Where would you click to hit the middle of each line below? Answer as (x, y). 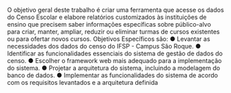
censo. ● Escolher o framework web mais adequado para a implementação (114, 61)
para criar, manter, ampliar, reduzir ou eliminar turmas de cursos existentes (113, 31)
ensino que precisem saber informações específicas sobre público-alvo (109, 24)
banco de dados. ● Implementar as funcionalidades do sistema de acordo (113, 75)
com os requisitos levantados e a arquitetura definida (83, 82)
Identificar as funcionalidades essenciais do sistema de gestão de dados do (115, 53)
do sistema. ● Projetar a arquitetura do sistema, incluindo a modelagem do (114, 68)
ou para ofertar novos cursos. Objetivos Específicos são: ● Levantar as (109, 39)
